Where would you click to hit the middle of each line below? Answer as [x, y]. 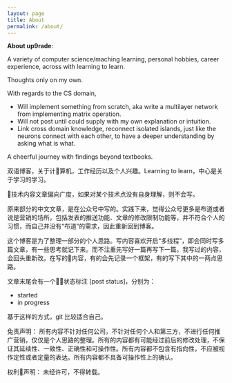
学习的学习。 [31, 179]
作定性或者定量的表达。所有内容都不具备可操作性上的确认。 [92, 357]
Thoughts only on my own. [45, 80]
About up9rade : [30, 46]
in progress [33, 303]
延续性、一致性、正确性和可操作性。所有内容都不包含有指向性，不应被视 [122, 348]
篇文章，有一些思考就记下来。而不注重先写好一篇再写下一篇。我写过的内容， [116, 250]
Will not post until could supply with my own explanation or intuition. [114, 121]
